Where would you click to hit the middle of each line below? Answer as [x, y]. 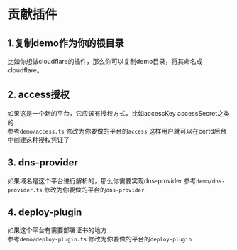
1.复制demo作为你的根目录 [66, 43]
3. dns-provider [43, 163]
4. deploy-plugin [45, 213]
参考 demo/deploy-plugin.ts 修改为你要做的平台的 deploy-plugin [100, 239]
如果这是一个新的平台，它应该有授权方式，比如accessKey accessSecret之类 [119, 113]
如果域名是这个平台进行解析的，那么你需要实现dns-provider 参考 [102, 180]
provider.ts [25, 190]
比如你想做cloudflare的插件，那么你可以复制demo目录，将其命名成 [105, 61]
